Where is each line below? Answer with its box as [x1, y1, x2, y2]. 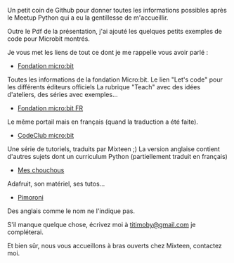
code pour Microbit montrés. [7, 34, 90, 43]
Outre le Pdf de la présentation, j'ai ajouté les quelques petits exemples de [7, 27, 223, 35]
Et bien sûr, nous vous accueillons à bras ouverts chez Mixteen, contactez [7, 242, 223, 250]
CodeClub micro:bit [17, 131, 74, 139]
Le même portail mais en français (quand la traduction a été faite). [7, 117, 199, 126]
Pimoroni [17, 193, 44, 201]
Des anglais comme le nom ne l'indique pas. [7, 207, 136, 215]
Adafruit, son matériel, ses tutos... [7, 179, 105, 188]
